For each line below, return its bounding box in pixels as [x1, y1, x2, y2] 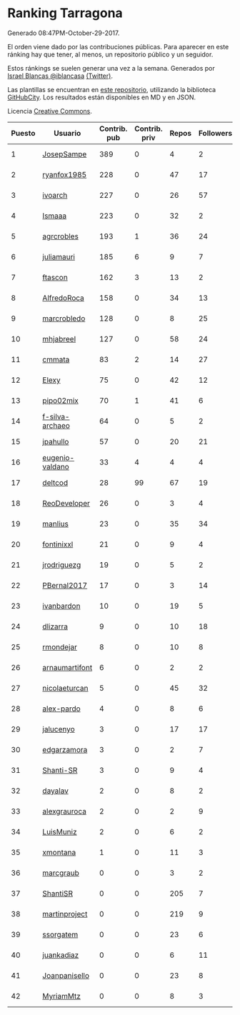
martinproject [42, 909, 88, 919]
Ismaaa [42, 211, 67, 221]
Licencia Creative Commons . [7, 106, 93, 115]
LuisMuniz [42, 826, 77, 836]
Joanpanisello [42, 970, 90, 980]
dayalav [42, 786, 69, 796]
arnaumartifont [42, 662, 93, 672]
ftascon [42, 272, 68, 282]
